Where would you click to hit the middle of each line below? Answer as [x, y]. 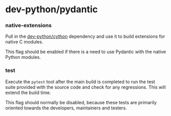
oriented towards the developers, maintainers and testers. [66, 108]
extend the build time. [28, 92]
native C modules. [24, 42]
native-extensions [29, 26]
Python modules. [23, 57]
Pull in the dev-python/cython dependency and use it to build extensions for [85, 36]
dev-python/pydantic [52, 9]
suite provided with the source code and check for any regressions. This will [86, 87]
